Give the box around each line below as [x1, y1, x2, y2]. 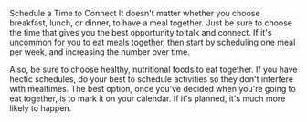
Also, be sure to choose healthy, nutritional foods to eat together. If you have [9, 64, 298, 75]
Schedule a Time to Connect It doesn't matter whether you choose [9, 8, 260, 18]
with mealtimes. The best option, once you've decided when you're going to [9, 84, 297, 94]
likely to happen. [9, 103, 72, 113]
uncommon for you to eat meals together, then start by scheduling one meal [9, 36, 296, 47]
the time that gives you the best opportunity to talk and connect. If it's [9, 27, 272, 37]
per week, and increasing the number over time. [9, 46, 190, 57]
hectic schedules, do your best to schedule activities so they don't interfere [9, 74, 294, 85]
